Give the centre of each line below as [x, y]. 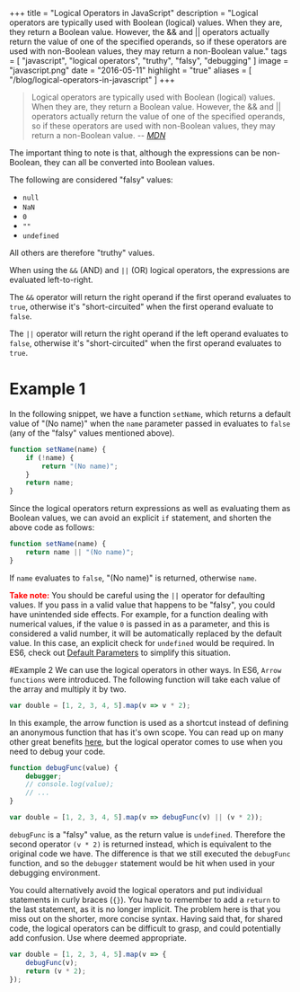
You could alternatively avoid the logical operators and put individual [136, 890]
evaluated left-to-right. [51, 279]
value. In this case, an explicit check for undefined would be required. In [142, 642]
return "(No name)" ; [80, 466]
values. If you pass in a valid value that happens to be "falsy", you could [142, 605]
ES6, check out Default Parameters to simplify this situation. [120, 652]
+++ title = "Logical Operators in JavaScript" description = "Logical [134, 13]
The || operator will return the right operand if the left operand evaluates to [149, 333]
